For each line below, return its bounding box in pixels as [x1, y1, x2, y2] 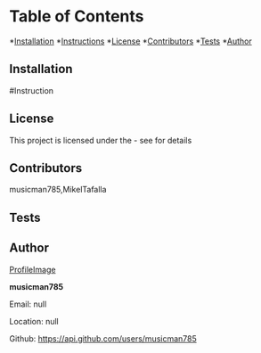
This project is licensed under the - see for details [9, 135, 192, 145]
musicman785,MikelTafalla [9, 185, 107, 195]
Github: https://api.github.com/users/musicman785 [9, 332, 198, 344]
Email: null [9, 299, 47, 309]
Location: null [9, 316, 60, 326]
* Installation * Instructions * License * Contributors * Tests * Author [9, 36, 252, 46]
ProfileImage [9, 264, 56, 275]
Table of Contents [9, 6, 144, 27]
